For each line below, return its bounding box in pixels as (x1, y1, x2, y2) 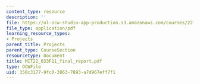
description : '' (6, 14, 46, 20)
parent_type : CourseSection (6, 47, 76, 53)
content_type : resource (6, 8, 65, 15)
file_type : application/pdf (6, 25, 76, 31)
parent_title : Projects (6, 42, 65, 48)
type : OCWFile (6, 63, 42, 70)
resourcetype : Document (6, 53, 65, 59)
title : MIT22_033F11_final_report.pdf (6, 58, 102, 64)
